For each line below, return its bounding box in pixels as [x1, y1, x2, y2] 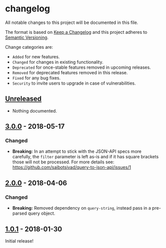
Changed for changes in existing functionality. [12, 59, 104, 65]
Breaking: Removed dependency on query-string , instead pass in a [12, 205, 151, 211]
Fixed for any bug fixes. [12, 75, 61, 81]
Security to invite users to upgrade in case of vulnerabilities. [12, 80, 136, 86]
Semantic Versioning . [5, 34, 49, 40]
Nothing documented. [12, 108, 57, 114]
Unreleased [5, 95, 42, 103]
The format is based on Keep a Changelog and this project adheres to [5, 29, 148, 35]
